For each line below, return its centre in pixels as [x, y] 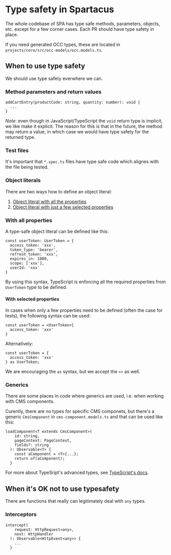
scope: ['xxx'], [27, 263]
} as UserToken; [22, 362]
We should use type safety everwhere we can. [54, 78]
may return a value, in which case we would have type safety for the [77, 132]
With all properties [29, 220]
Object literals [23, 181]
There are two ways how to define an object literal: [59, 191]
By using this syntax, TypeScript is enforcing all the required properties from [86, 282]
